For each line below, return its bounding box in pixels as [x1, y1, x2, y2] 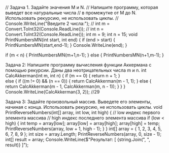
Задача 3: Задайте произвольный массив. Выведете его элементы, [5, 99, 152, 105]
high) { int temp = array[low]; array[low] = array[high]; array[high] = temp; [5, 120, 160, 126]
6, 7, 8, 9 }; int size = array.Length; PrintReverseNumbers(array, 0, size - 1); [5, 131, 161, 137]
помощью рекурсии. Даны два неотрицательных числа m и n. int [5, 67, 147, 73]
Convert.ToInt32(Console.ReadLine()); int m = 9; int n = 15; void [5, 32, 138, 37]
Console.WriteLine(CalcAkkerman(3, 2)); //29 [5, 89, 100, 95]
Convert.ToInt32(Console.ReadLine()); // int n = [5, 26, 104, 32]
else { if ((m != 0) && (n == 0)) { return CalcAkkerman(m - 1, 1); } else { [5, 78, 152, 84]
